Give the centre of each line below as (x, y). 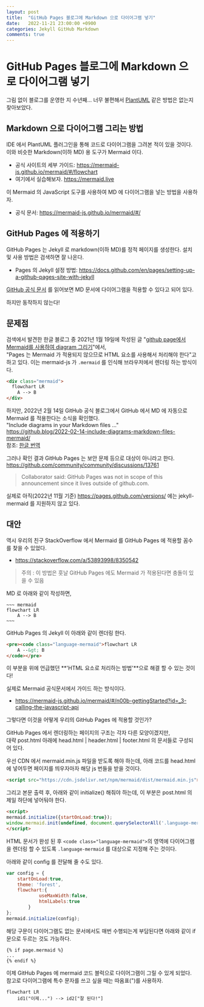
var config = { (25, 873)
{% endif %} (21, 961)
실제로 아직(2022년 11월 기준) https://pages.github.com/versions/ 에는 (92, 496)
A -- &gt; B (31, 650)
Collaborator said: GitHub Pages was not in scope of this (92, 477)
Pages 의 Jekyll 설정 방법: (46, 270)
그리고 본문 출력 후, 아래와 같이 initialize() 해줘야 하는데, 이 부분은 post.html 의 (99, 793)
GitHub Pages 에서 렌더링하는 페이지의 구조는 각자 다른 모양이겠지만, (88, 733)
